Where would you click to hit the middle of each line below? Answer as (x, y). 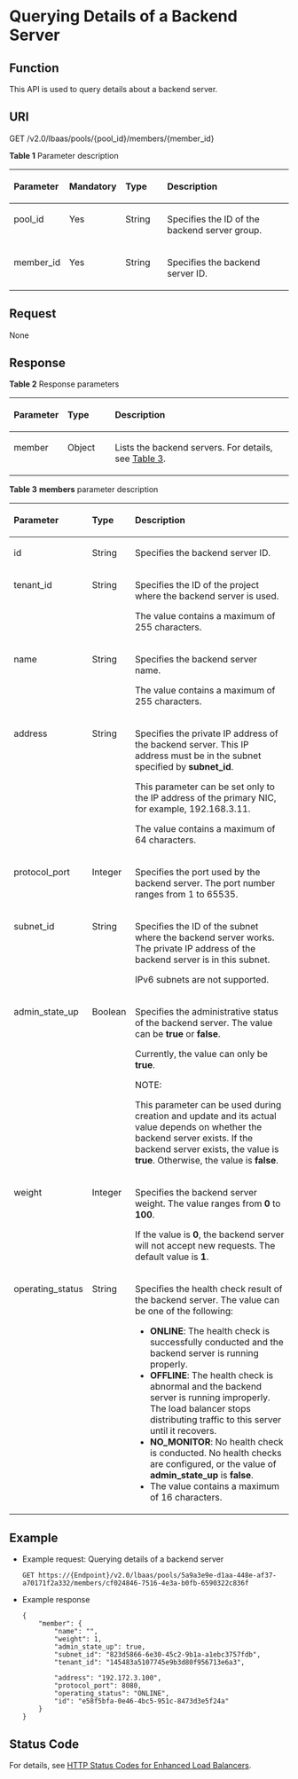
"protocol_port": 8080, (98, 1686)
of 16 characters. (186, 1498)
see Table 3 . (140, 458)
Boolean (109, 1012)
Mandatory (93, 186)
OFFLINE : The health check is (211, 1375)
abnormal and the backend (206, 1387)
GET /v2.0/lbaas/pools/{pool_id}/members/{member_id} (112, 138)
